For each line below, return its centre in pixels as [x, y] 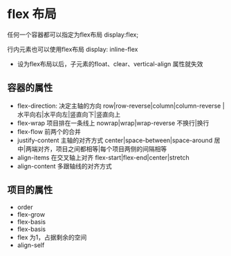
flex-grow [31, 214]
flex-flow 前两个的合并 [49, 131]
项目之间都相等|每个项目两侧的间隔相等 [111, 148]
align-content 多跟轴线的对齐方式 [64, 166]
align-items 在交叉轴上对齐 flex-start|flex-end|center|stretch [103, 157]
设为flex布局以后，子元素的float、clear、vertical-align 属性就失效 [110, 63]
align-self [31, 245]
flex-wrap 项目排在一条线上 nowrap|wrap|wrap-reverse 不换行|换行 [113, 123]
